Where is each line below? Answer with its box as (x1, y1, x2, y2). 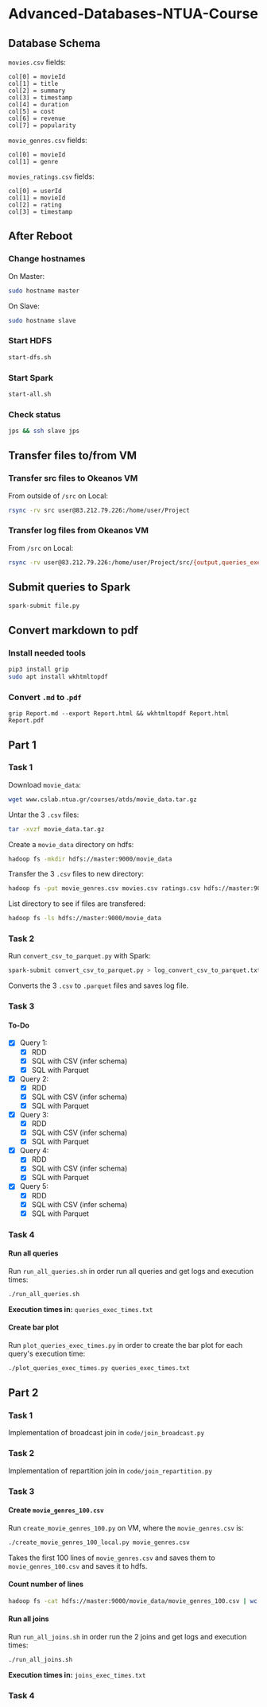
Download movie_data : (8, 780, 81, 789)
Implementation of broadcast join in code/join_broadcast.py (8, 1428, 205, 1438)
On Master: (8, 271, 45, 281)
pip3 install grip (8, 665, 69, 674)
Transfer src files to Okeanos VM (8, 473, 138, 484)
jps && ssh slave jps (8, 427, 80, 435)
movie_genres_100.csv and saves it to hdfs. (8, 1561, 148, 1570)
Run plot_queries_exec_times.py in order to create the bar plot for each (8, 1340, 243, 1349)
